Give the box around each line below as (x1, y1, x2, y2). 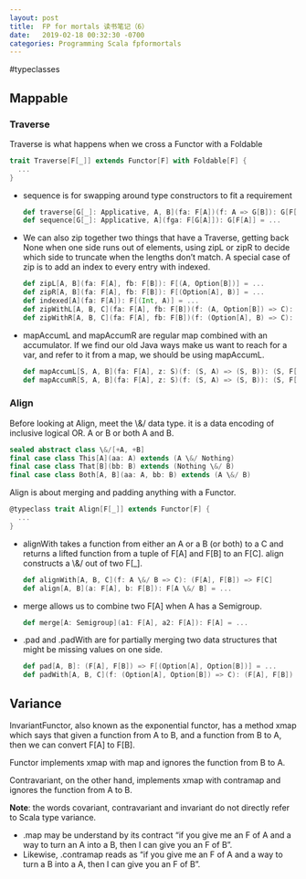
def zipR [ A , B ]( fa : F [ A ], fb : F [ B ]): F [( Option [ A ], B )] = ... (22, 288, 265, 297)
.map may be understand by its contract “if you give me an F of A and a (22, 830, 292, 841)
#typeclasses (9, 64, 60, 75)
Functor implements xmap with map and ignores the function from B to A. (9, 757, 286, 768)
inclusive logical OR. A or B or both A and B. (9, 427, 174, 439)
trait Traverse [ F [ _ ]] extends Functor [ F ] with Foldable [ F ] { (9, 156, 248, 165)
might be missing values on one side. (22, 644, 163, 655)
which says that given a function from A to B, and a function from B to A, (9, 730, 282, 741)
